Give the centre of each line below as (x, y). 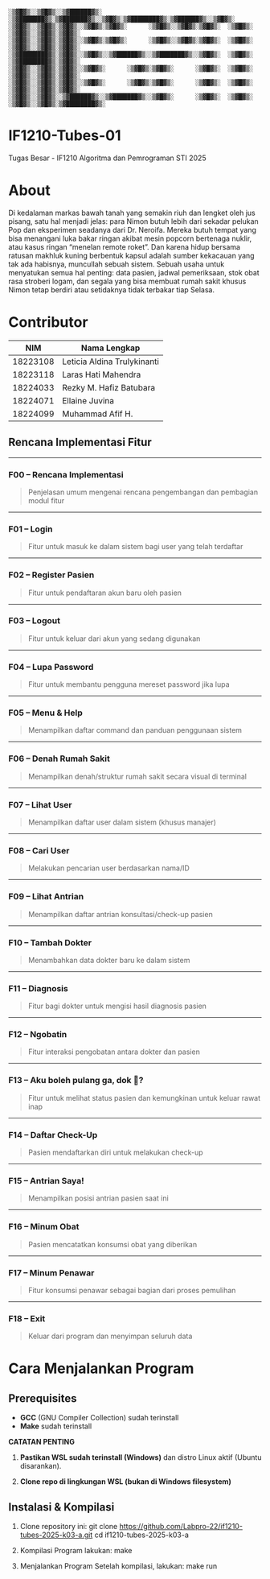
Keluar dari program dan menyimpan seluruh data (110, 1336)
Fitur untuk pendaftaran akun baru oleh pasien (105, 593)
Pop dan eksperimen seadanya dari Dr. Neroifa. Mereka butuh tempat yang (133, 229)
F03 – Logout (34, 621)
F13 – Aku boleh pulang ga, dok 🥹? (76, 1081)
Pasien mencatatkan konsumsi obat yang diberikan (112, 1244)
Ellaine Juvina (88, 400)
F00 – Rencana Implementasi (66, 474)
